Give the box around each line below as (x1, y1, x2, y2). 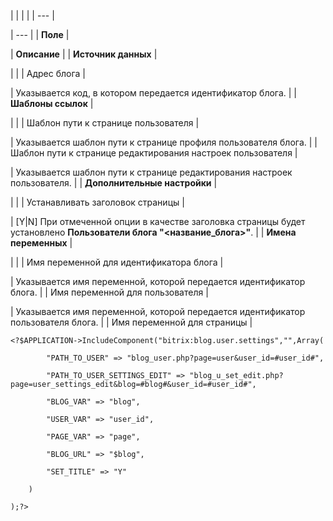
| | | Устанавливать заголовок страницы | (10, 196, 185, 208)
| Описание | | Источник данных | (10, 48, 158, 60)
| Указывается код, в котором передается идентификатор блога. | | (10, 87, 298, 99)
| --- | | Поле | (10, 29, 70, 40)
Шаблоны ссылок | (10, 98, 94, 109)
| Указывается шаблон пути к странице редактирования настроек (10, 166, 293, 178)
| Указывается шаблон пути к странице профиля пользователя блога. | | (10, 136, 318, 148)
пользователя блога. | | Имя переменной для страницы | (10, 316, 253, 328)
